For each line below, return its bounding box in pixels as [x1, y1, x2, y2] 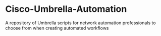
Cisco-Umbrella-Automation [5, 3, 127, 15]
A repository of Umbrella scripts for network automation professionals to [5, 20, 156, 26]
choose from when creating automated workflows [5, 25, 109, 31]
